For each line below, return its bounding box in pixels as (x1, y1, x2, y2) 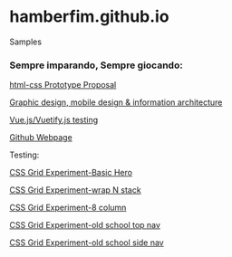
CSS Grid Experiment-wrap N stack (9, 185, 142, 195)
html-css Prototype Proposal (9, 80, 117, 90)
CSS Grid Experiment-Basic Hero (9, 167, 133, 178)
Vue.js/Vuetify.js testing (9, 115, 99, 126)
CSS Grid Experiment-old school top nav (9, 220, 161, 231)
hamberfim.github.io (9, 6, 169, 27)
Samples (9, 36, 43, 47)
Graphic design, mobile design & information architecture (9, 97, 223, 108)
